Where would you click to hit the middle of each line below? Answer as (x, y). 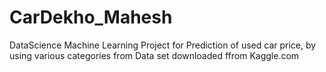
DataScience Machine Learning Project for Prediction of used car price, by (163, 45)
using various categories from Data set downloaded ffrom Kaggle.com (154, 55)
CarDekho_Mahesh (91, 17)
